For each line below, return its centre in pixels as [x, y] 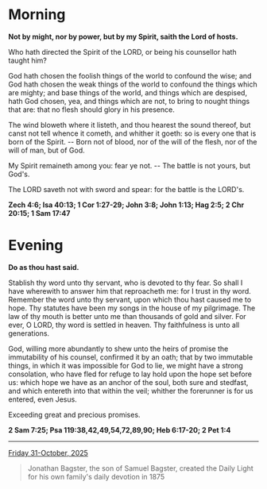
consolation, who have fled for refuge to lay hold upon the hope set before [130, 374]
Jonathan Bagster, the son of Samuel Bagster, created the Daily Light [141, 468]
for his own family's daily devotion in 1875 [96, 476]
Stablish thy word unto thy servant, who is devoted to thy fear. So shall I [126, 283]
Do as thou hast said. [44, 267]
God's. [19, 174]
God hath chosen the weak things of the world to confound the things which [133, 84]
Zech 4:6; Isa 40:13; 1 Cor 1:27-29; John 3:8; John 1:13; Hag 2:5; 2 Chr [126, 205]
